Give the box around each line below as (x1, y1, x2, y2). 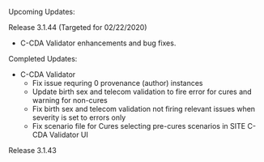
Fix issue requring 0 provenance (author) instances (32, 79, 203, 87)
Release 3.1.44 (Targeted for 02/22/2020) (8, 23, 147, 32)
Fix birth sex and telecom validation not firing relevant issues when (32, 104, 256, 113)
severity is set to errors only (32, 113, 126, 122)
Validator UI (49, 130, 89, 139)
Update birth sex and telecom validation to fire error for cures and (32, 87, 253, 96)
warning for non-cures (32, 96, 108, 104)
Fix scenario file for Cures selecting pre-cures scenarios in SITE (32, 122, 245, 130)
